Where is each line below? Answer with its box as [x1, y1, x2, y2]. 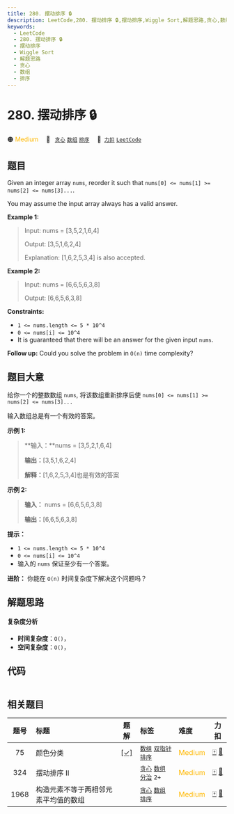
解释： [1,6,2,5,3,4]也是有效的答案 [24, 470, 120, 479]
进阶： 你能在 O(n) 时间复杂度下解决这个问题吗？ [7, 574, 148, 582]
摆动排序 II [36, 768, 70, 778]
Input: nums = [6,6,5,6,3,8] [24, 280, 100, 289]
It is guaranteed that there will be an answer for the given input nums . [17, 335, 214, 344]
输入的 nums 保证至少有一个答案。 [17, 559, 114, 568]
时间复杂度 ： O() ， [17, 634, 70, 642]
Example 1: [7, 213, 40, 221]
